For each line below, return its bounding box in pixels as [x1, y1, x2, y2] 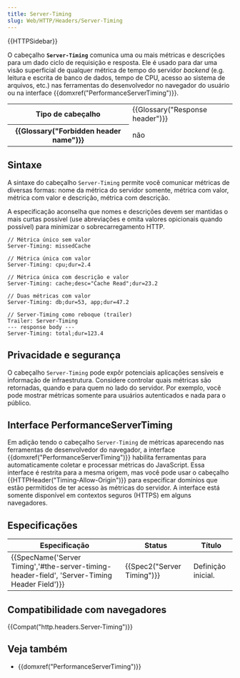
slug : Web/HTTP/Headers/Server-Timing [7, 17, 123, 24]
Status [144, 540, 168, 550]
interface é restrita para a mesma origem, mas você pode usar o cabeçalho [7, 468, 229, 477]
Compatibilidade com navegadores [7, 604, 166, 616]
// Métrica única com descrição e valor [7, 273, 130, 280]
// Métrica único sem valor [7, 236, 91, 243]
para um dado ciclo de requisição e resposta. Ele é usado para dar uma [7, 58, 218, 66]
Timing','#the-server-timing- [11, 562, 112, 572]
